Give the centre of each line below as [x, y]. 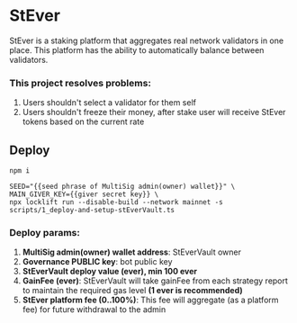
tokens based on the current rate [83, 121]
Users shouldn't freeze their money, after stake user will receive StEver [154, 112]
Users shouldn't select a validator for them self [109, 103]
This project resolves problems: [80, 83]
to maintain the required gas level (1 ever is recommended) [132, 291]
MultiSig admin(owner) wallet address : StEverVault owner [131, 252]
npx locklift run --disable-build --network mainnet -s [116, 202]
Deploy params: [45, 232]
